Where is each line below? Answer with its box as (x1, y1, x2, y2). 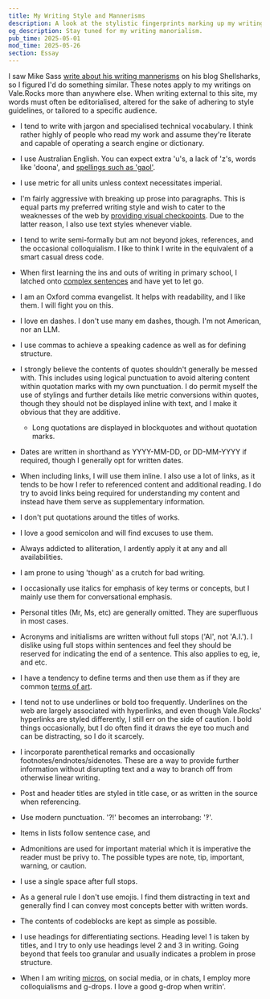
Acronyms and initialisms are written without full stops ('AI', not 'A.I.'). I (19, 632, 253, 641)
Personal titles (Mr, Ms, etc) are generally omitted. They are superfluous (19, 607, 259, 617)
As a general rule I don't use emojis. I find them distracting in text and (19, 892, 251, 902)
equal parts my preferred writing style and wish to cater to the (19, 202, 226, 212)
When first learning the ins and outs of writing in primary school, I (19, 267, 238, 277)
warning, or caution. (19, 861, 87, 870)
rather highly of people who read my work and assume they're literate (19, 130, 252, 139)
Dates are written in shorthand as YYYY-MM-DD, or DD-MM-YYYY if (19, 447, 247, 456)
